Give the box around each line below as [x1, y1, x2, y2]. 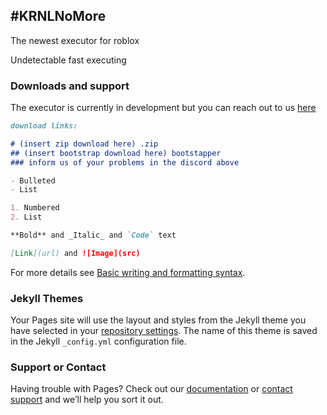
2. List [10, 212, 43, 223]
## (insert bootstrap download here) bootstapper [10, 148, 222, 158]
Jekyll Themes [10, 291, 84, 305]
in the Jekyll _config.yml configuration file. [10, 335, 187, 348]
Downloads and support [10, 79, 130, 93]
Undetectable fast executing [10, 54, 127, 66]
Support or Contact [10, 360, 107, 374]
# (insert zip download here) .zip [10, 139, 159, 149]
